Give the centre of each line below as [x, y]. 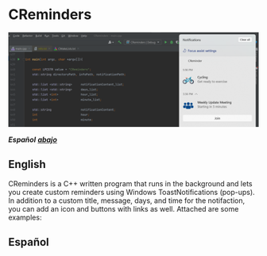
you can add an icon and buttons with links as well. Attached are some [124, 208]
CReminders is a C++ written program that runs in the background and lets [130, 183]
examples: [25, 217]
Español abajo [33, 139]
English [27, 164]
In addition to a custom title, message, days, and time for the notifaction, [126, 201]
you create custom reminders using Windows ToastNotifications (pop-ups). [132, 192]
